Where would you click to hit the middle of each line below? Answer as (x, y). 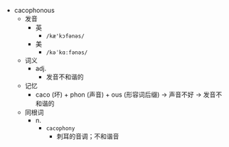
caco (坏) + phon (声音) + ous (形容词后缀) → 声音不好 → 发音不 (129, 94)
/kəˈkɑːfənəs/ (67, 53)
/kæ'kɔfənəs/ (65, 36)
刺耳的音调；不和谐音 (88, 136)
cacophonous (34, 10)
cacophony (60, 129)
